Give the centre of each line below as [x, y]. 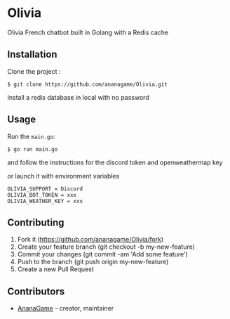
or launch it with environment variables [63, 176]
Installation [32, 54]
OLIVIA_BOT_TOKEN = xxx [42, 195]
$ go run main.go [33, 149]
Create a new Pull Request [56, 269]
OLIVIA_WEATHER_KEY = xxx [45, 201]
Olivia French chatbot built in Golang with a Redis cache [88, 32]
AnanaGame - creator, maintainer [66, 308]
